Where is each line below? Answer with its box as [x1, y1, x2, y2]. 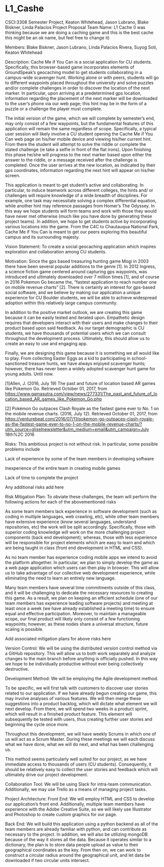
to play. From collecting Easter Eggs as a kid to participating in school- [5, 355, 147, 361]
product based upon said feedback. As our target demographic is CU [5, 325, 144, 331]
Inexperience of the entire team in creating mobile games [5, 465, 121, 471]
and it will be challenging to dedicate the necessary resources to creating [5, 590, 153, 596]
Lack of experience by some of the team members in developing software [5, 456, 154, 461]
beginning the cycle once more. [5, 721, 69, 727]
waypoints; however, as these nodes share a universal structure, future [5, 621, 148, 627]
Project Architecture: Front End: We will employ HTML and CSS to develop [5, 795, 155, 801]
